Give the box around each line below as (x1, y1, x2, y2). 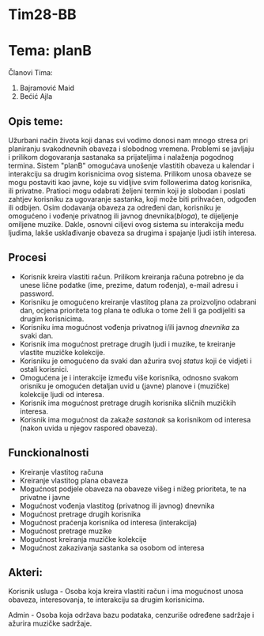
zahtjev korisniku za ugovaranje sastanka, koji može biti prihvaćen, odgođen (8, 194, 257, 203)
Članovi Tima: (8, 68, 53, 78)
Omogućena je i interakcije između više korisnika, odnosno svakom (19, 373, 239, 382)
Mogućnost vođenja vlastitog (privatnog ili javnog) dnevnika (19, 501, 215, 510)
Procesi (8, 251, 47, 264)
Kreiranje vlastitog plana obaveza (19, 475, 129, 485)
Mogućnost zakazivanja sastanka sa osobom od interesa (19, 543, 205, 552)
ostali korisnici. (19, 364, 69, 373)
